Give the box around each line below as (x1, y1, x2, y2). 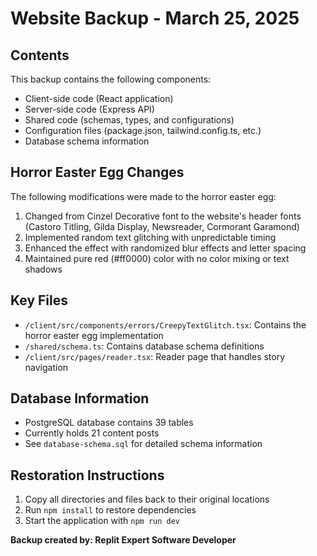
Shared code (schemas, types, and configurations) (24, 114, 235, 126)
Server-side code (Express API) (24, 103, 155, 115)
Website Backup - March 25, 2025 (10, 7, 300, 30)
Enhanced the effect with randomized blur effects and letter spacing (24, 242, 307, 254)
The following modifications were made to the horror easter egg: (10, 190, 277, 202)
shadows (24, 263, 63, 275)
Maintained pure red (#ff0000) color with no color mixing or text (24, 252, 290, 264)
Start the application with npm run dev (24, 515, 181, 527)
